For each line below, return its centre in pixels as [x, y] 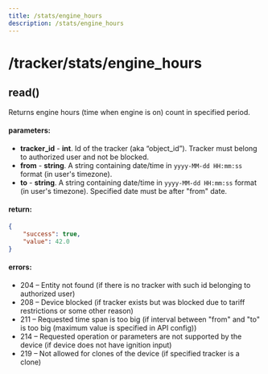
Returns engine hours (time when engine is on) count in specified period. [130, 112]
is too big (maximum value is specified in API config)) [108, 327]
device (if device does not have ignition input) [96, 345]
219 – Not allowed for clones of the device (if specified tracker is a [130, 353]
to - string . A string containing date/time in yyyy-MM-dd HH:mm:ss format [138, 183]
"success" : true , [52, 234]
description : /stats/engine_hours [66, 23]
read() [24, 93]
